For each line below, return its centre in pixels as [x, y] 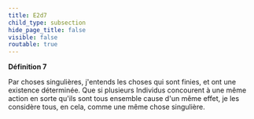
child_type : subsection [47, 23]
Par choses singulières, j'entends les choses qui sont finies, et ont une [122, 82]
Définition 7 [28, 67]
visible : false [33, 37]
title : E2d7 [28, 15]
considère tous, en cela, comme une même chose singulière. [107, 107]
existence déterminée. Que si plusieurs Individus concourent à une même [127, 90]
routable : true [33, 45]
